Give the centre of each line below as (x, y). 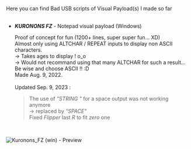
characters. (28, 50)
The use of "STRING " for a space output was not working (99, 99)
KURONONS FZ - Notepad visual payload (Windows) (78, 26)
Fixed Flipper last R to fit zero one (70, 117)
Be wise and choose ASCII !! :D (52, 69)
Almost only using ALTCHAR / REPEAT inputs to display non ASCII (93, 44)
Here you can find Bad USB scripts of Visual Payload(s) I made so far (89, 9)
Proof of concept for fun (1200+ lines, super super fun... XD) (87, 37)
